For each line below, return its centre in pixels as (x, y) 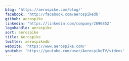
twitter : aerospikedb (27, 42)
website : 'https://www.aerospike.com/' (46, 46)
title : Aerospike (23, 37)
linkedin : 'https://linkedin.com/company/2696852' (58, 23)
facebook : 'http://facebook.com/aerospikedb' (53, 14)
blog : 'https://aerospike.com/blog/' (44, 10)
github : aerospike (24, 19)
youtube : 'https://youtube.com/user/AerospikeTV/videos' (65, 51)
